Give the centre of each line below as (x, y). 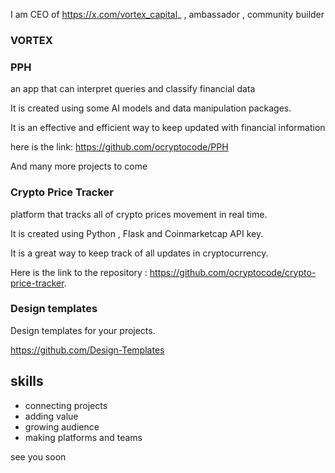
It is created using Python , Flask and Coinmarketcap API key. (137, 233)
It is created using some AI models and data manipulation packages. (151, 108)
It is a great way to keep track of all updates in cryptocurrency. (139, 253)
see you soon (38, 456)
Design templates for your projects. (83, 330)
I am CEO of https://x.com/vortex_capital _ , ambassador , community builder (167, 14)
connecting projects (66, 405)
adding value (51, 416)
